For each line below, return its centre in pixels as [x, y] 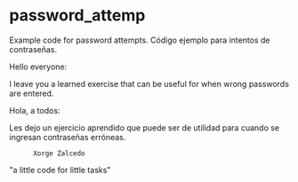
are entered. [32, 93]
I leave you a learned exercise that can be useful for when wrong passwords [149, 83]
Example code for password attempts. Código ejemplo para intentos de [140, 40]
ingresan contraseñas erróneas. [68, 137]
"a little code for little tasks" [60, 170]
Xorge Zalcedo [59, 153]
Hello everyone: [38, 67]
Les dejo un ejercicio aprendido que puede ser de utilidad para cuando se [145, 127]
